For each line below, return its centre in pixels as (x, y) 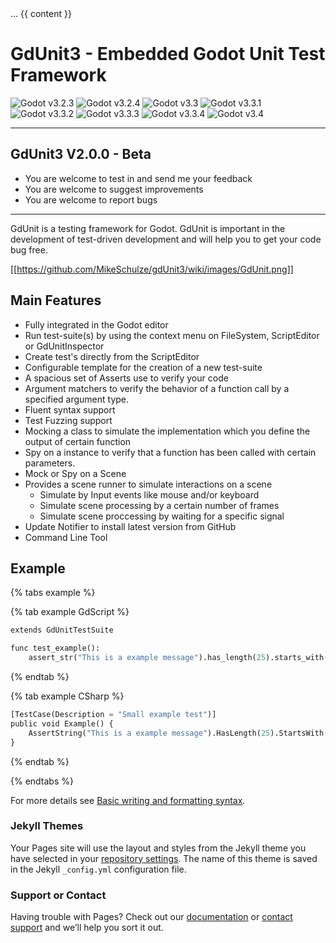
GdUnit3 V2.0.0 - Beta (81, 154)
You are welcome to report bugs (91, 199)
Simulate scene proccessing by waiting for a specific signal (162, 516)
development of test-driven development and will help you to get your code (166, 239)
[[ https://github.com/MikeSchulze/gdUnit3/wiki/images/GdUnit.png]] (152, 269)
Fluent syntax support (70, 409)
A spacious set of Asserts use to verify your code (126, 378)
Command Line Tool (66, 537)
